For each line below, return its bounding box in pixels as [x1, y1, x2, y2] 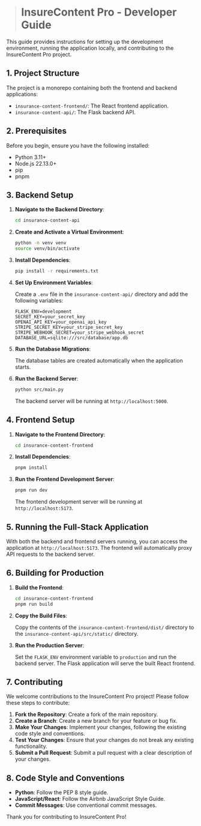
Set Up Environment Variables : [14, 279, 93, 286]
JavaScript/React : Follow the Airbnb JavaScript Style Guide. [14, 795, 166, 803]
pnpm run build [14, 601, 53, 607]
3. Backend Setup [6, 190, 74, 200]
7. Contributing [6, 677, 63, 687]
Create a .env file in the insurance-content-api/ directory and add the [14, 291, 188, 298]
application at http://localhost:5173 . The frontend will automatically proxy [6, 544, 193, 551]
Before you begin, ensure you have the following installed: [6, 142, 150, 149]
